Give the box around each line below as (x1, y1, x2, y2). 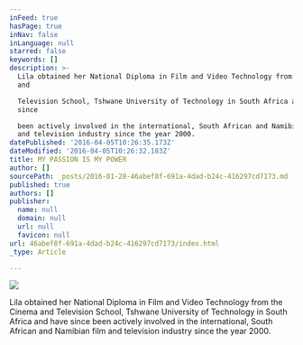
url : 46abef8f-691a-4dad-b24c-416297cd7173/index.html (9, 238, 220, 248)
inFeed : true (9, 13, 59, 23)
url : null (17, 222, 54, 231)
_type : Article (9, 247, 67, 256)
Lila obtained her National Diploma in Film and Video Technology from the (9, 297, 283, 308)
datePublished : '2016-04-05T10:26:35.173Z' (9, 138, 176, 147)
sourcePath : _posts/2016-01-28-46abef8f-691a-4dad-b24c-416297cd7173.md (9, 172, 289, 181)
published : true (9, 180, 70, 190)
